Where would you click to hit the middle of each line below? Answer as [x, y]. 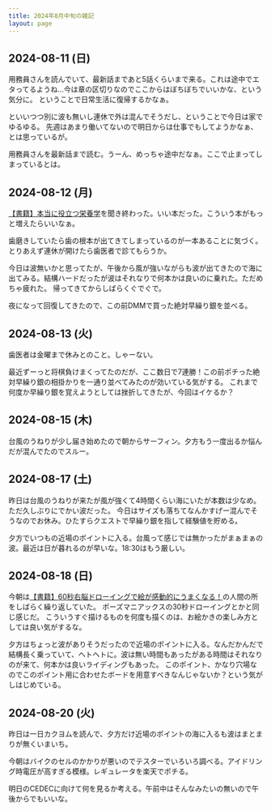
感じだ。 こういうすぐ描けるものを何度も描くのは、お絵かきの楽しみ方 [133, 617]
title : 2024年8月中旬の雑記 [51, 16]
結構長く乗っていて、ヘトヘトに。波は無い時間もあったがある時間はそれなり [135, 655]
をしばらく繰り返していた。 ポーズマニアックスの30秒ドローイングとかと [130, 607]
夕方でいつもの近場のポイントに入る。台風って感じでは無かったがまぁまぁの [136, 538]
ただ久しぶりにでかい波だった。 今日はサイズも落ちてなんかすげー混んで [129, 510]
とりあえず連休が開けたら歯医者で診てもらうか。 [90, 251]
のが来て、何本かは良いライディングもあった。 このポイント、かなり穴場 [129, 664]
